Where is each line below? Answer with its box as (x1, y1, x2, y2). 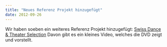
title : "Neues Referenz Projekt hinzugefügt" (5, 7, 102, 13)
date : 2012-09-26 (5, 12, 42, 17)
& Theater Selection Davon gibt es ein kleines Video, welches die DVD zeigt (5, 31, 162, 37)
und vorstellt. (5, 36, 33, 43)
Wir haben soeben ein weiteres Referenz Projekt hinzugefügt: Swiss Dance (5, 26, 161, 32)
